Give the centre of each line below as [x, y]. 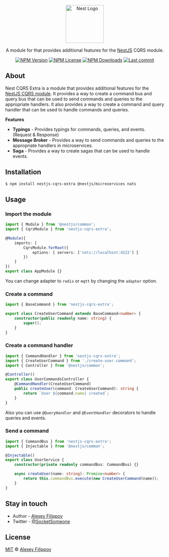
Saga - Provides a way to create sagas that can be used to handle [81, 151]
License [18, 537]
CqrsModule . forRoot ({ [46, 248]
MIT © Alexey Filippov [28, 549]
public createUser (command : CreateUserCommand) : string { [76, 389]
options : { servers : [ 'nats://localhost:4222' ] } [85, 252]
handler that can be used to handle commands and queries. [67, 109]
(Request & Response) [36, 135]
